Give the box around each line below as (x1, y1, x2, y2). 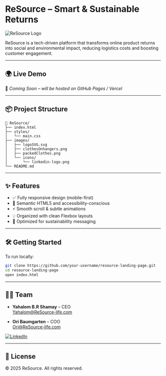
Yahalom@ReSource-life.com (12, 309, 73, 315)
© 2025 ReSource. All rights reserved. (5, 365, 83, 371)
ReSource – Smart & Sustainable (5, 3, 140, 15)
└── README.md (5, 164, 35, 169)
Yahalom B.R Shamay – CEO (12, 303, 71, 309)
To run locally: (5, 254, 34, 260)
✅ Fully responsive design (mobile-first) (12, 195, 94, 201)
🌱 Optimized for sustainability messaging (12, 219, 96, 225)
